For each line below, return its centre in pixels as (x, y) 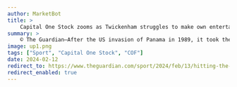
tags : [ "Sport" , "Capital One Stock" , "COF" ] (75, 53)
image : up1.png (30, 46)
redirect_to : (26, 66)
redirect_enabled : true (42, 72)
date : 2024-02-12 (33, 60)
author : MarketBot (34, 14)
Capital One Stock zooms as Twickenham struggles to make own (113, 27)
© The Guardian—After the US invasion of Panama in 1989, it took (120, 40)
